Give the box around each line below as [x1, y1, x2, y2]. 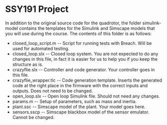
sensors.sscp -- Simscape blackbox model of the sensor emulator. [12, 109, 150, 115]
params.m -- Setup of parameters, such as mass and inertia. [12, 98, 137, 104]
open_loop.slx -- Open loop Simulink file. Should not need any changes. [12, 93, 161, 99]
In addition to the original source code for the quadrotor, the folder [5, 20, 142, 26]
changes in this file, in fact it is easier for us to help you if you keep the [12, 56, 158, 62]
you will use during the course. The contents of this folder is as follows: [5, 30, 152, 36]
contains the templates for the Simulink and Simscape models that [19, 25, 156, 31]
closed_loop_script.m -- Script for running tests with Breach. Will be [12, 40, 152, 46]
